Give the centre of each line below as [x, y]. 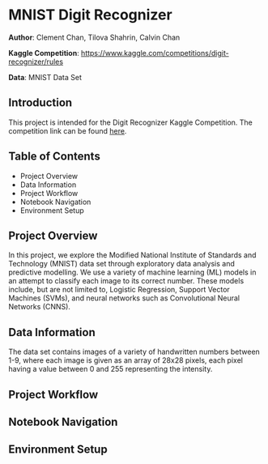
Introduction [40, 103]
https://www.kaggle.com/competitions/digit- [155, 53]
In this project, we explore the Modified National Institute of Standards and [132, 255]
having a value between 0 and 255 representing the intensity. [111, 369]
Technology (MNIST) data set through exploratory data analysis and [121, 264]
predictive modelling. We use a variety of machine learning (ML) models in [132, 272]
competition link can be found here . [68, 130]
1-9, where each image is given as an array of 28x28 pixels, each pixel [125, 360]
